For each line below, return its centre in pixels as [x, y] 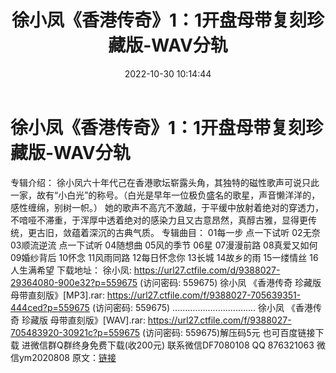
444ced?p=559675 [50, 307]
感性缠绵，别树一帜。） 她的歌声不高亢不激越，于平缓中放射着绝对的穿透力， [167, 207]
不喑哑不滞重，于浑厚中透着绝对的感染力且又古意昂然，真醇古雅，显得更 [159, 220]
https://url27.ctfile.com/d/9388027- [207, 270]
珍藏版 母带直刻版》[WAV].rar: [83, 320]
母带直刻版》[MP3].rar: [57, 295]
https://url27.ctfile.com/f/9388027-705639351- [204, 295]
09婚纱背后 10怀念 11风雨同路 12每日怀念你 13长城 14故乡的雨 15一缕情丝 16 [164, 257]
